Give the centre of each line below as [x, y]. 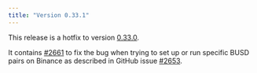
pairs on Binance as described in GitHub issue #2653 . [95, 61]
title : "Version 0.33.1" [49, 15]
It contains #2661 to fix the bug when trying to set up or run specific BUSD [129, 52]
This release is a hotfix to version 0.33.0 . [74, 37]
